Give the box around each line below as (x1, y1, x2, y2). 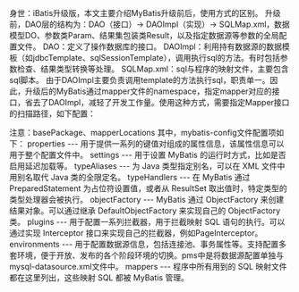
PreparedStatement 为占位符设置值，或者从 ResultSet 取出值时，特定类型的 (9, 183, 288, 194)
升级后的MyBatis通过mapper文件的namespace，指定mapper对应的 (24, 86, 273, 96)
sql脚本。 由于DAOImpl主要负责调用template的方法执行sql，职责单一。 (9, 75, 270, 85)
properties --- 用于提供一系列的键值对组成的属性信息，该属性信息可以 (26, 138, 285, 149)
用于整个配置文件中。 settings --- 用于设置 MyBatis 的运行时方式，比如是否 (9, 150, 286, 160)
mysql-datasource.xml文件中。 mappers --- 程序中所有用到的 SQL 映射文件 (9, 262, 287, 271)
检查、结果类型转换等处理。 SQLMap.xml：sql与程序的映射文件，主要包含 (16, 63, 289, 74)
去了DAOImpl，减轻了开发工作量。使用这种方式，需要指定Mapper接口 (32, 97, 290, 107)
